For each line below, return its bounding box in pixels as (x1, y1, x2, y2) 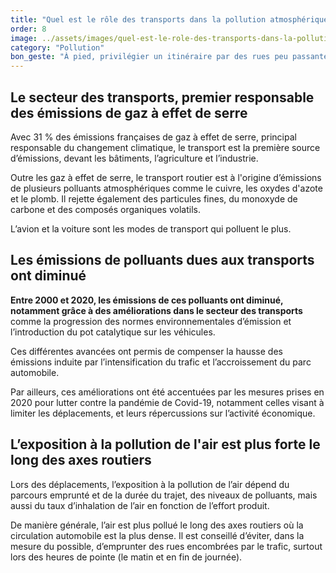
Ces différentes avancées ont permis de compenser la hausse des (10, 345, 283, 357)
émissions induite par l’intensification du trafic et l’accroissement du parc (10, 356, 312, 368)
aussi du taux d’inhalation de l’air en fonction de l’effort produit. (10, 499, 270, 511)
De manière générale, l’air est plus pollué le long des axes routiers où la (10, 519, 304, 531)
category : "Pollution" (10, 42, 105, 53)
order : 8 (10, 24, 47, 34)
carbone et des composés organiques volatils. (10, 203, 201, 215)
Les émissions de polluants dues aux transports (10, 252, 315, 269)
